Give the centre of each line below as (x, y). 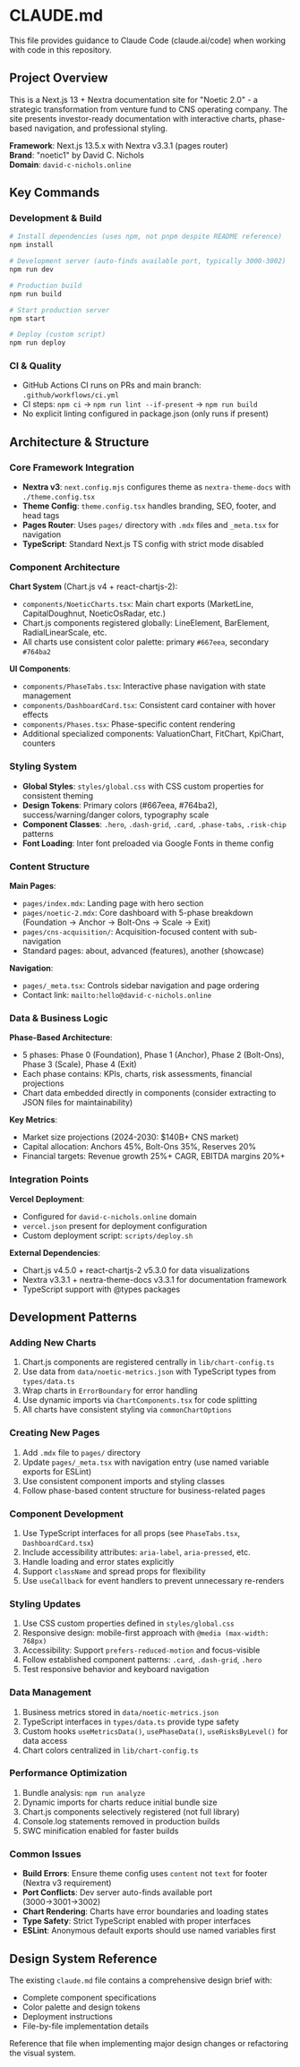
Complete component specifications (89, 1997)
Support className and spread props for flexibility (114, 1571)
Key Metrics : (34, 1120)
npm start (28, 319)
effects (35, 715)
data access (45, 1740)
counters (39, 743)
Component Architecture (65, 568)
